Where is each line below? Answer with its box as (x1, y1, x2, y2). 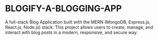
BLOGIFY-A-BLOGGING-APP (5, 3, 122, 14)
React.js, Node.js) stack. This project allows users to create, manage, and (5, 24, 153, 30)
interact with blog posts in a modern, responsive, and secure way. (5, 29, 138, 35)
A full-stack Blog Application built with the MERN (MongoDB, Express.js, (5, 19, 151, 25)
